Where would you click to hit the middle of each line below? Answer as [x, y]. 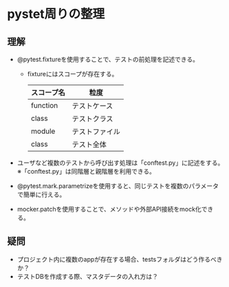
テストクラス [92, 119]
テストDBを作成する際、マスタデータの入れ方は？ [88, 276]
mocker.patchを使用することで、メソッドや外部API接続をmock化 [109, 209]
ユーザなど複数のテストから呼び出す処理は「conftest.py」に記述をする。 [120, 163]
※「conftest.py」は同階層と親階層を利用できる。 [86, 171]
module [43, 131]
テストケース [92, 106]
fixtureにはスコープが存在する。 [73, 74]
